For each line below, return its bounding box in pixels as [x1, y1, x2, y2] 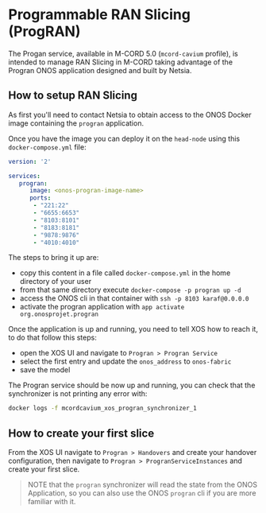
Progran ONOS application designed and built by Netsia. [8, 65, 192, 75]
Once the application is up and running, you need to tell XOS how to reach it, [8, 325, 258, 334]
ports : [29, 194, 52, 202]
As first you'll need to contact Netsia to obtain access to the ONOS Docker [8, 110, 252, 119]
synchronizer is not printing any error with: [8, 389, 148, 398]
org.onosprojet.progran [19, 310, 99, 319]
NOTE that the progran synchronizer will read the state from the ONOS [27, 480, 258, 490]
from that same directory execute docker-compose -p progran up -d [19, 285, 241, 295]
